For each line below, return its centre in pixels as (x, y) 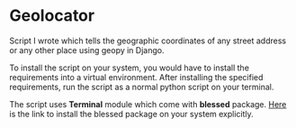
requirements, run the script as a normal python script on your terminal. (142, 87)
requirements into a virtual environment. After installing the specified (136, 77)
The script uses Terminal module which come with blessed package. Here (148, 104)
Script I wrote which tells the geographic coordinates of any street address (148, 41)
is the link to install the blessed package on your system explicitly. (131, 114)
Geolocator (52, 16)
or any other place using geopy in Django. (87, 50)
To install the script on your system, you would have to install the (130, 68)
